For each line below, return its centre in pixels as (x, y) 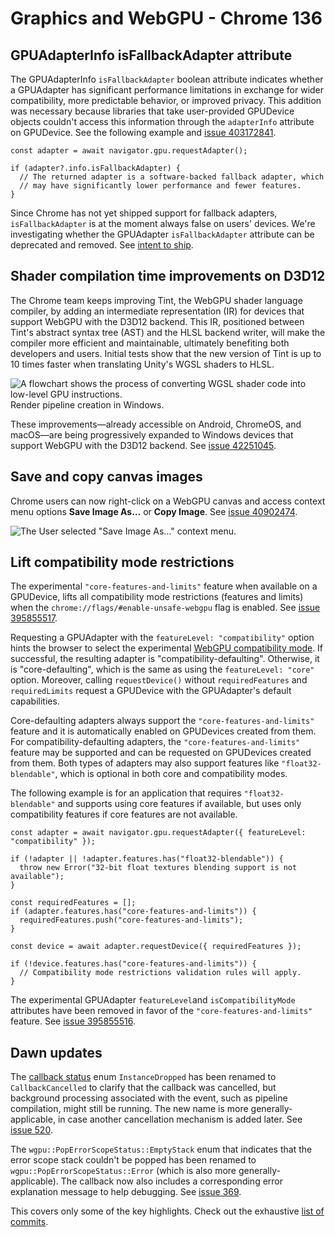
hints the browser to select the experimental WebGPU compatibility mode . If (167, 648)
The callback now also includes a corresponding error (172, 1181)
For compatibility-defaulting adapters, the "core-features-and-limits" (155, 742)
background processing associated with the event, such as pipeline (149, 1098)
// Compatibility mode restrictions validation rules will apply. (160, 973)
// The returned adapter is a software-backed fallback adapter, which (172, 177)
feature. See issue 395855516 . (73, 1021)
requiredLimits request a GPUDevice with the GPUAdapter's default (151, 691)
